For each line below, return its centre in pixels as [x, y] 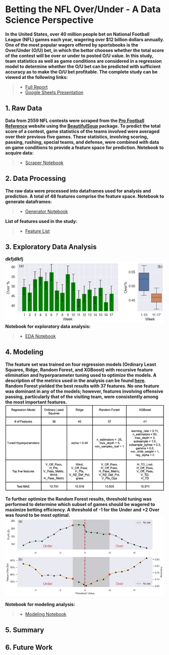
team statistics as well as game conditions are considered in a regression [84, 61]
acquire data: [19, 152]
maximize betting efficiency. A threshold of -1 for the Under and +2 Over [82, 510]
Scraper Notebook [44, 163]
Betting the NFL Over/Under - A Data [83, 9]
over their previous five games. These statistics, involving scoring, [77, 137]
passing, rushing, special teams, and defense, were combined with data [82, 142]
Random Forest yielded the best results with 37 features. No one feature [82, 386]
